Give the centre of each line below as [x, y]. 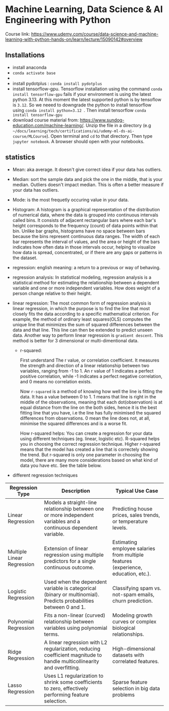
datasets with [128, 655]
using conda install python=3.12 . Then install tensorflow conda [79, 110]
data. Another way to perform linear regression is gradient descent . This [88, 335]
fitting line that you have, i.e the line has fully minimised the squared [90, 412]
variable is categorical [70, 588]
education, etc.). [132, 573]
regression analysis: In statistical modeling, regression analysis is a [82, 277]
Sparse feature [130, 682]
